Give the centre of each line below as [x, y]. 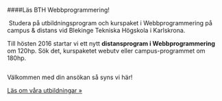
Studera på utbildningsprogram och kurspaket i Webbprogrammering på [110, 23]
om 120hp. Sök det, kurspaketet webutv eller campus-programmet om [106, 51]
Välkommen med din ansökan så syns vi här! [70, 77]
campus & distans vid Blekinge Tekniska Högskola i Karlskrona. [96, 30]
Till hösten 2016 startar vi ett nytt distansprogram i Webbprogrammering [111, 43]
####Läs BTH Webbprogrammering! [58, 10]
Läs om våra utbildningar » [45, 90]
